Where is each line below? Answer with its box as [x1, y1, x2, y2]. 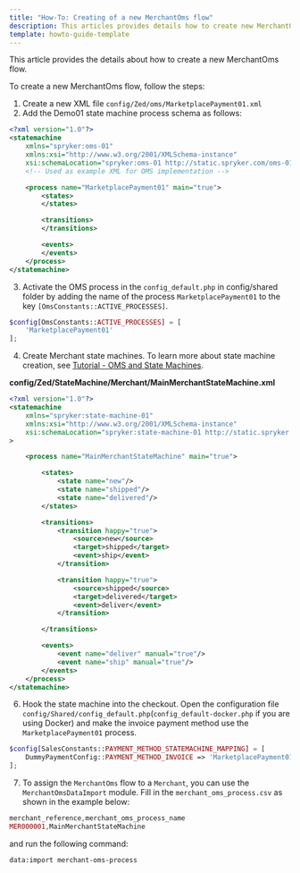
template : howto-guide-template [9, 30, 129, 38]
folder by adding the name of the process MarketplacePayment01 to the [21, 291, 281, 301]
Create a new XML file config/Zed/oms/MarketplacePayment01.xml [21, 98, 262, 109]
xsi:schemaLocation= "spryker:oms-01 [25, 158, 162, 167]
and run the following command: [9, 838, 129, 849]
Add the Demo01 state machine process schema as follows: [21, 108, 243, 119]
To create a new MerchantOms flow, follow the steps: [9, 81, 205, 92]
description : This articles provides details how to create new [9, 21, 254, 30]
